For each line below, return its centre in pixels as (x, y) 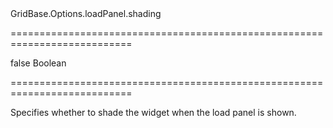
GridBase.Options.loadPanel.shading (86, 13)
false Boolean (38, 63)
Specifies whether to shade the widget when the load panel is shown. (153, 112)
